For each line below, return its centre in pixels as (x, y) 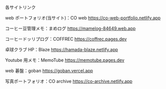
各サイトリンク (20, 7)
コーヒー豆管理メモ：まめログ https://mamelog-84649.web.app (70, 28)
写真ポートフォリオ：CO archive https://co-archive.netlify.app (69, 81)
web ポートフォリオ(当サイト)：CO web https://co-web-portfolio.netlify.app (83, 18)
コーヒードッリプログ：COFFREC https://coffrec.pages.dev (66, 39)
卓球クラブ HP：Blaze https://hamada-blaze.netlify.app (62, 49)
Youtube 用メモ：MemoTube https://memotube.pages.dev (65, 60)
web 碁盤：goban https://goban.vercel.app (49, 71)
